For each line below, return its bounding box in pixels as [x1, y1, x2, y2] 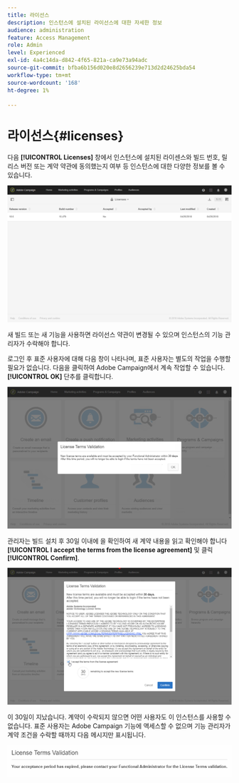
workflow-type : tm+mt [7, 71, 72, 78]
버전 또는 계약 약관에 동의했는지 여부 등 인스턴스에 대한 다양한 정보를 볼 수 [20, 162, 225, 170]
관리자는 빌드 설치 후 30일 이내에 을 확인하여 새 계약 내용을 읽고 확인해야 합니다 [7, 537, 228, 546]
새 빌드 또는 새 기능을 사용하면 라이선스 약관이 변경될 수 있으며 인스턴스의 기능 [7, 330, 224, 339]
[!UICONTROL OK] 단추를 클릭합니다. [7, 372, 114, 381]
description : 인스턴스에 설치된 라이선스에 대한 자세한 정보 [7, 19, 162, 26]
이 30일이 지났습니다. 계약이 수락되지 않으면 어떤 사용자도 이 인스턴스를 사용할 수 [7, 712, 231, 721]
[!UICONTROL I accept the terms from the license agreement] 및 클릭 [7, 546, 213, 554]
